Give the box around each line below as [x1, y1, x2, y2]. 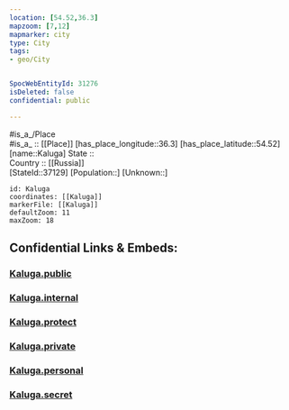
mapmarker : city [9, 30, 70, 39]
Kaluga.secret [9, 388, 73, 401]
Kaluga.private [9, 340, 77, 352]
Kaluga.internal [9, 291, 79, 304]
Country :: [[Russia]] [9, 157, 85, 168]
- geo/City [9, 55, 50, 64]
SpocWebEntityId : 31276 [9, 79, 99, 88]
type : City [9, 38, 50, 48]
